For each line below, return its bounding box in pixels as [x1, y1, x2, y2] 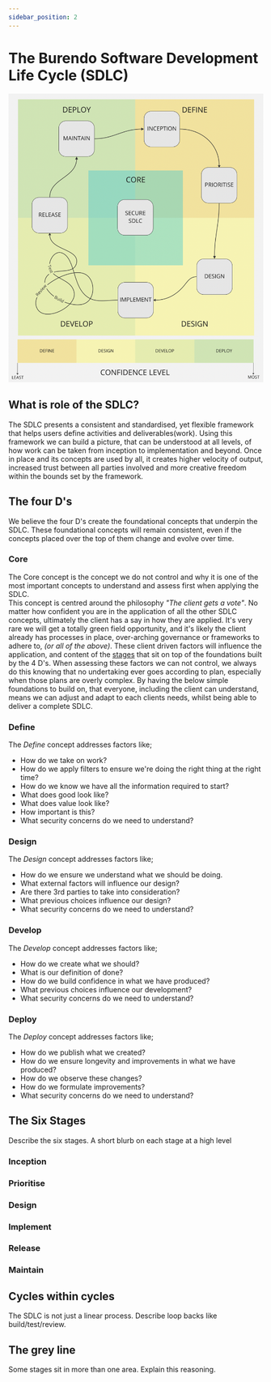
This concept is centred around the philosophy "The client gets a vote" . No [8, 598, 259, 608]
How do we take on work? [19, 756, 108, 766]
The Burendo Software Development [8, 49, 259, 67]
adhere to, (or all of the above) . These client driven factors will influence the [8, 641, 262, 650]
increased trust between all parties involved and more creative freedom [8, 463, 247, 472]
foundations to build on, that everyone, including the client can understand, [8, 684, 259, 693]
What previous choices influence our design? [19, 896, 171, 906]
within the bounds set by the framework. [8, 471, 144, 481]
